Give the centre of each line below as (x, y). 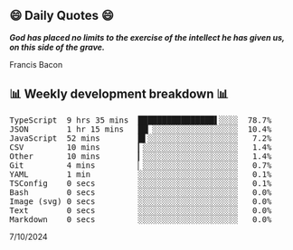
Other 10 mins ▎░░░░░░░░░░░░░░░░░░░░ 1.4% (141, 156)
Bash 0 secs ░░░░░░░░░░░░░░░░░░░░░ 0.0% (141, 192)
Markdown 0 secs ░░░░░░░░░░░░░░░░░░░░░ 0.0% (141, 219)
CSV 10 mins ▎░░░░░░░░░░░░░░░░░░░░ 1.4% (141, 147)
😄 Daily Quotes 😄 (62, 16)
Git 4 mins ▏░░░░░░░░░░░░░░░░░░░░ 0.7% (141, 165)
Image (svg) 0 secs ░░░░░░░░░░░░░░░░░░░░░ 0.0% (141, 201)
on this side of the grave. (57, 47)
